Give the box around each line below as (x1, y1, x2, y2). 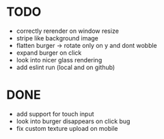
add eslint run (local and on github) (16, 63, 115, 71)
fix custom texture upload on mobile (16, 124, 118, 132)
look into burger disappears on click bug (16, 117, 131, 125)
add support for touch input (16, 110, 94, 118)
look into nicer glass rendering (16, 55, 102, 64)
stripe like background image (16, 34, 98, 42)
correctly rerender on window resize (16, 27, 119, 35)
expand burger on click (16, 49, 82, 57)
